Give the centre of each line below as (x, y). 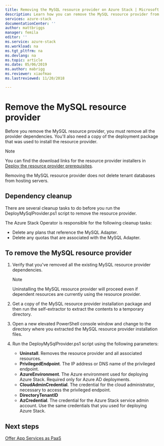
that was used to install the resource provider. (51, 141)
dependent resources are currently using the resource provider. (77, 294)
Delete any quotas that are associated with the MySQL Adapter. (76, 237)
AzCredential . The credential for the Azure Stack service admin (84, 400)
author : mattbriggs (25, 28)
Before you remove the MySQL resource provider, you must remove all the (80, 131)
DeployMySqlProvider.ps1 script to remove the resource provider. (71, 213)
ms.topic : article (24, 60)
